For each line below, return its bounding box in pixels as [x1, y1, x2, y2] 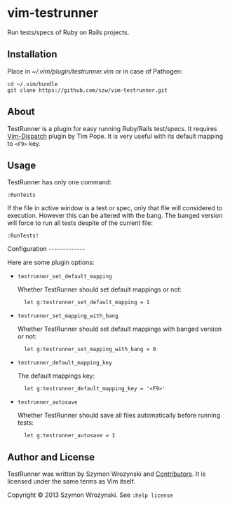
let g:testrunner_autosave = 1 [24, 432, 116, 439]
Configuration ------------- [7, 245, 86, 253]
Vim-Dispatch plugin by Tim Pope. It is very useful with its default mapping [7, 132, 224, 140]
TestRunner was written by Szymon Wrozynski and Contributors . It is [7, 470, 206, 478]
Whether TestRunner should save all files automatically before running [17, 411, 221, 420]
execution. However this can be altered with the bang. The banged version [7, 212, 223, 220]
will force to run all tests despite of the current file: [7, 219, 153, 227]
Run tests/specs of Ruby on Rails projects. [7, 28, 130, 36]
